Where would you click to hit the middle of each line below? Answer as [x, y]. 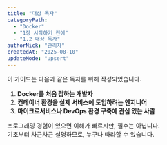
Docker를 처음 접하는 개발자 [55, 93]
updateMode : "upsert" [38, 59]
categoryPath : [28, 20]
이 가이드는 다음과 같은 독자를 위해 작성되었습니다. [75, 79]
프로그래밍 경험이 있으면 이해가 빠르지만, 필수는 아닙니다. [83, 126]
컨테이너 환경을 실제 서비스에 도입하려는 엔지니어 [82, 102]
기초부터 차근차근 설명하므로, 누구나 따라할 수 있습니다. [81, 134]
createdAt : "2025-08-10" [43, 52]
